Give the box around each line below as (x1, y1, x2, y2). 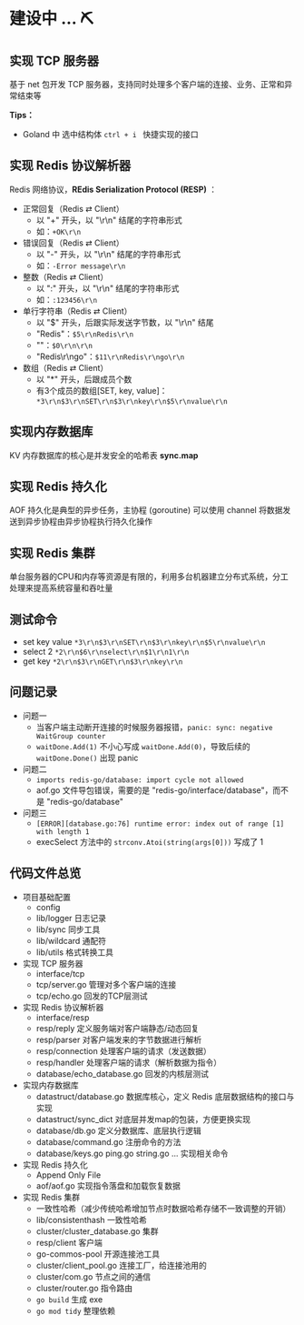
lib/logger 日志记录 (35, 912, 107, 923)
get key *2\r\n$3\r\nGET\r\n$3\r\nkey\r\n (22, 656, 183, 667)
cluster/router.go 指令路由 (35, 1282, 133, 1293)
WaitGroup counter (35, 731, 106, 741)
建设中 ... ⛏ (9, 8, 94, 29)
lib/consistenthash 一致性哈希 (35, 1214, 148, 1225)
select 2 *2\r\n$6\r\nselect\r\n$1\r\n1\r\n (22, 647, 190, 657)
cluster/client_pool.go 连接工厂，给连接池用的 (35, 1260, 207, 1270)
